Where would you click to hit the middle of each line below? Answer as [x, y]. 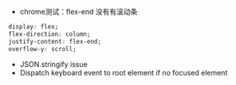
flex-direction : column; [49, 34]
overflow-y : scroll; [43, 49]
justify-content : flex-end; [55, 41]
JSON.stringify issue [53, 64]
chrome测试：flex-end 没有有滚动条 [79, 12]
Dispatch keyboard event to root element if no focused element [124, 72]
